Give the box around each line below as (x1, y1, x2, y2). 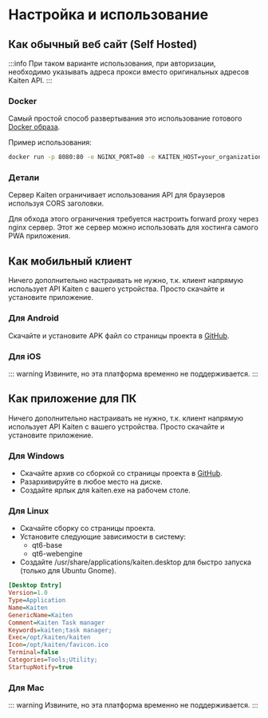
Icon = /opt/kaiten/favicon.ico (8, 641, 109, 649)
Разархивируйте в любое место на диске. (19, 477, 164, 486)
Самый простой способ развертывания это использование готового (8, 114, 242, 123)
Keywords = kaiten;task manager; (8, 626, 112, 634)
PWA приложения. (8, 231, 71, 241)
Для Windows (8, 450, 65, 461)
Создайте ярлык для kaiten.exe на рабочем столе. (19, 485, 191, 495)
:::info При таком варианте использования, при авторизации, (8, 58, 217, 68)
